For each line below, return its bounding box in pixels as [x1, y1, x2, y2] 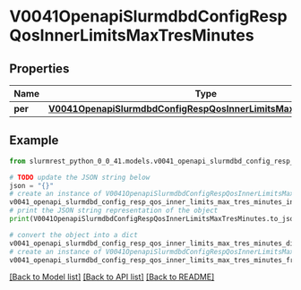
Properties [9, 61, 70, 76]
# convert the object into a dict [9, 230, 139, 239]
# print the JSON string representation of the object [9, 206, 219, 216]
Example [9, 132, 59, 149]
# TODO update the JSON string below [9, 173, 150, 182]
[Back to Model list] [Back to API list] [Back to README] [9, 271, 215, 283]
